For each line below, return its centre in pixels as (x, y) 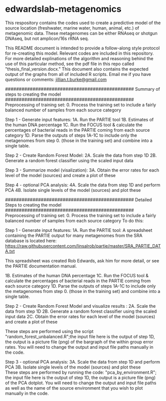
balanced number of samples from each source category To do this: (75, 220)
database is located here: (31, 241)
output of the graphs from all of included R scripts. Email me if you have (78, 74)
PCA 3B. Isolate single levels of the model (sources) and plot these (73, 367)
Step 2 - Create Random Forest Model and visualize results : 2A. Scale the (81, 306)
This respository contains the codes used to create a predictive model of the (83, 23)
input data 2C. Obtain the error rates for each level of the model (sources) (80, 316)
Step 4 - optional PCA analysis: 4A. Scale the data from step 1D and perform (83, 185)
